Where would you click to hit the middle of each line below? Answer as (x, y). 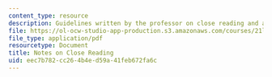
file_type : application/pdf (56, 38)
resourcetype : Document (49, 46)
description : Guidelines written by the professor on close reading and (134, 23)
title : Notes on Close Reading (61, 53)
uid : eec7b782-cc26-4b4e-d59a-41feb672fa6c (83, 61)
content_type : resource (49, 16)
